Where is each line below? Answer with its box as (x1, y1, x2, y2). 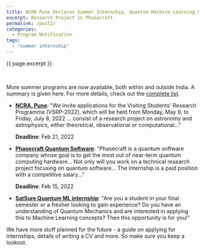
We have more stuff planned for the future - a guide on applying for (6, 225, 176, 233)
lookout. (6, 239, 27, 246)
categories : (6, 26, 37, 32)
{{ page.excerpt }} (6, 59, 52, 67)
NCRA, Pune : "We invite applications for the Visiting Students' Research (15, 101, 197, 109)
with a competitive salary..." (15, 170, 85, 178)
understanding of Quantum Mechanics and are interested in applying (15, 207, 189, 214)
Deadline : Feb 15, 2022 (15, 183, 74, 190)
